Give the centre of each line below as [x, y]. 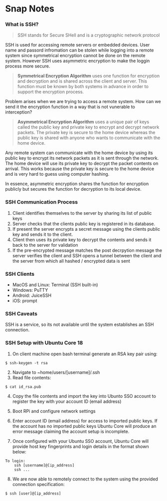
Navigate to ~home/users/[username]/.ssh [56, 372]
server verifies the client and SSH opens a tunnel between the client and [87, 255]
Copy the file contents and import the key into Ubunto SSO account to [84, 396]
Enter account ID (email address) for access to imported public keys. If [85, 420]
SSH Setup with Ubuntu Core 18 [44, 343]
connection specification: [38, 484]
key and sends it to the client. [43, 234]
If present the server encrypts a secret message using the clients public [86, 229]
